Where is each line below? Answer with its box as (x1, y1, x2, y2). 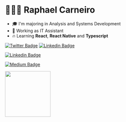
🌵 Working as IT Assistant (12, 28, 64, 34)
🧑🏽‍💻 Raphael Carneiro (5, 4, 95, 16)
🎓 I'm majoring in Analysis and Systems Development (12, 20, 121, 26)
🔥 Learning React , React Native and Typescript (12, 33, 108, 38)
